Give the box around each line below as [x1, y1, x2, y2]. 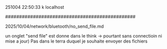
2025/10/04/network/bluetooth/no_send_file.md [5, 23, 104, 29]
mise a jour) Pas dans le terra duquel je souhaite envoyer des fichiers [5, 38, 147, 44]
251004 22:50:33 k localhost [5, 4, 64, 10]
